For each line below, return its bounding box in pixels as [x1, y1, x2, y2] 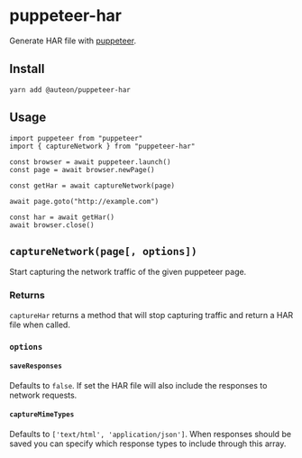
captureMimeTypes [9, 410, 75, 419]
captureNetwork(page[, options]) [9, 244, 198, 258]
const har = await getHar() [9, 213, 115, 222]
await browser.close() [9, 220, 95, 230]
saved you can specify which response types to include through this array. [9, 438, 287, 449]
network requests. [9, 389, 78, 400]
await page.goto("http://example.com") [9, 197, 160, 206]
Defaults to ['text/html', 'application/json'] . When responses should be [9, 429, 291, 439]
